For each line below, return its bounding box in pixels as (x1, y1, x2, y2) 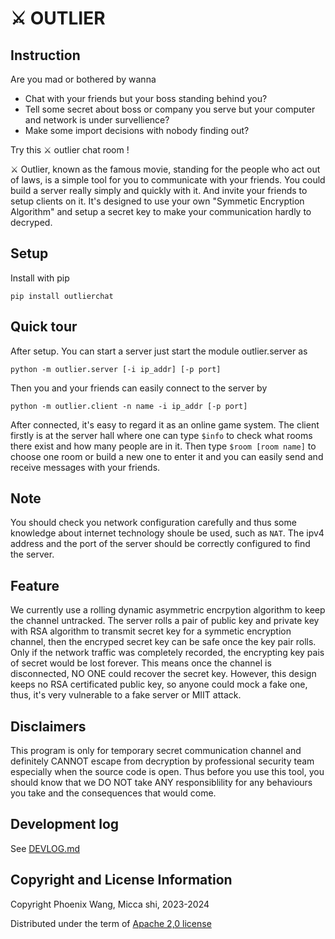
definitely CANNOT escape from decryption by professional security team (10, 755, 315, 767)
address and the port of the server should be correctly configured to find (10, 538, 311, 550)
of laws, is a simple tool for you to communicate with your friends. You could (10, 174, 326, 186)
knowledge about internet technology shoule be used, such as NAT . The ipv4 (10, 527, 325, 539)
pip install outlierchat (10, 291, 114, 301)
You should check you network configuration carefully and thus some (10, 517, 297, 529)
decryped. (10, 217, 53, 228)
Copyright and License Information (10, 872, 233, 889)
